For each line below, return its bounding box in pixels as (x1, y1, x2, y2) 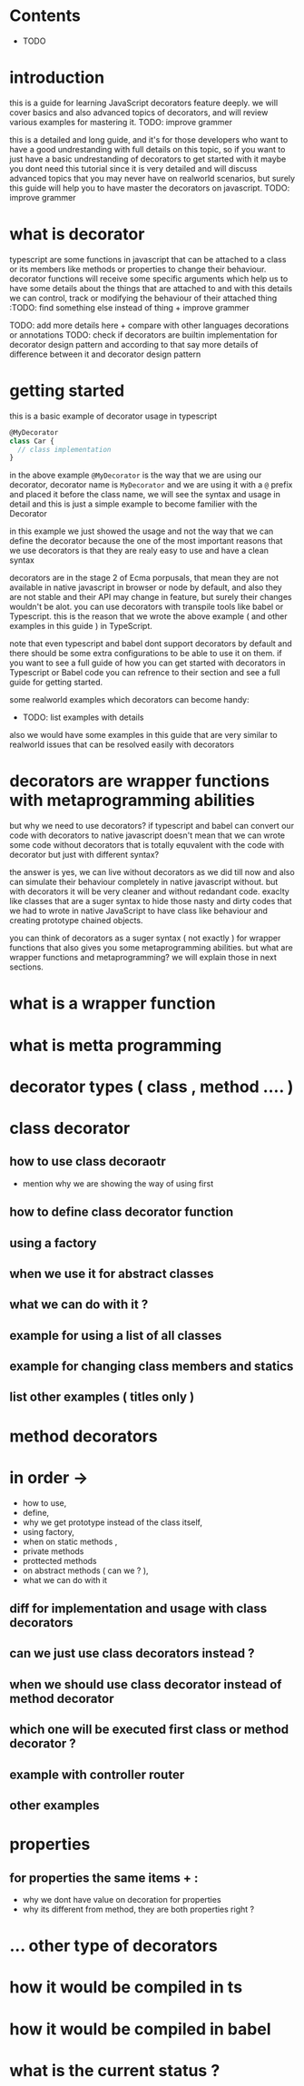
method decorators (9, 1426, 158, 1446)
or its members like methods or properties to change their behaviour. (9, 263, 267, 274)
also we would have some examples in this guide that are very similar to (9, 730, 279, 741)
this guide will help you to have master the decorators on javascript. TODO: (9, 182, 290, 193)
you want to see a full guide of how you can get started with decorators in (9, 657, 286, 668)
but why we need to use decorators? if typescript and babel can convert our (9, 821, 295, 831)
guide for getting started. (9, 677, 103, 688)
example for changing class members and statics (9, 1359, 294, 1374)
